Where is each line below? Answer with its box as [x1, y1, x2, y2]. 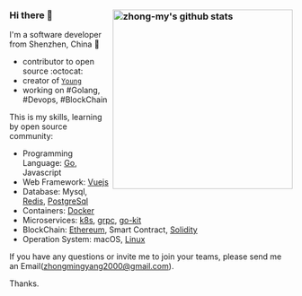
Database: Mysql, [22, 187, 88, 197]
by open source [9, 121, 67, 132]
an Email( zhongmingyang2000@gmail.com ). [9, 261, 174, 272]
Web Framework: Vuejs [22, 177, 110, 187]
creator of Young [22, 75, 83, 86]
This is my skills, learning [9, 112, 102, 123]
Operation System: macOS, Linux [22, 234, 146, 245]
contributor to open [22, 57, 94, 67]
